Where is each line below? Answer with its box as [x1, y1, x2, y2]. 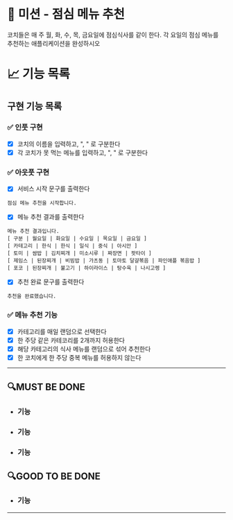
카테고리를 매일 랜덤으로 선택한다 [17, 327, 107, 336]
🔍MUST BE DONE [7, 381, 85, 393]
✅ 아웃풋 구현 [7, 167, 50, 177]
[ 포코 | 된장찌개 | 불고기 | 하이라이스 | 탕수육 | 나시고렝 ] [7, 265, 166, 272]
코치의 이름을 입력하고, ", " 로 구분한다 [17, 139, 121, 148]
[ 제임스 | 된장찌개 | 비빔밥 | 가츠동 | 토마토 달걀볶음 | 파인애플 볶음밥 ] [7, 257, 201, 264]
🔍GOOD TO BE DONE [7, 470, 101, 482]
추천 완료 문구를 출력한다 [17, 278, 85, 286]
